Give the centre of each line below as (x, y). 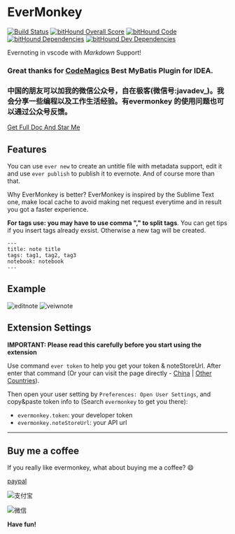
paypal (17, 481)
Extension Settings (49, 328)
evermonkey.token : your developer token (75, 415)
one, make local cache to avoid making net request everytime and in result (115, 202)
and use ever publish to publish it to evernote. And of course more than (111, 173)
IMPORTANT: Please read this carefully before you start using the (104, 345)
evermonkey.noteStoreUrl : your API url (72, 422)
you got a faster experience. (48, 209)
